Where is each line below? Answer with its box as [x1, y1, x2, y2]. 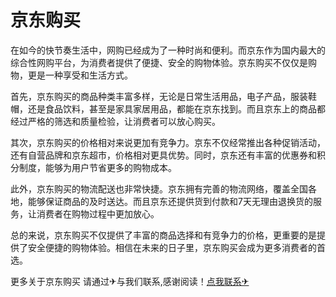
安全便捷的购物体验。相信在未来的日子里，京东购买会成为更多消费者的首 [27, 241, 326, 253]
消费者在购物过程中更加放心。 [36, 207, 160, 220]
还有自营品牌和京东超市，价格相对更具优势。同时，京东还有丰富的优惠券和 [10, 149, 317, 161]
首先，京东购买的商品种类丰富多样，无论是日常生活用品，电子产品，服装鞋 [10, 90, 317, 102]
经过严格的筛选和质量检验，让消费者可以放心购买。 [10, 115, 221, 127]
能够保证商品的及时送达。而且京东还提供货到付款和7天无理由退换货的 [27, 195, 313, 207]
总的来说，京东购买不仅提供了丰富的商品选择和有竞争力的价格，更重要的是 [10, 229, 317, 241]
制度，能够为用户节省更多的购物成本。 [18, 161, 177, 173]
